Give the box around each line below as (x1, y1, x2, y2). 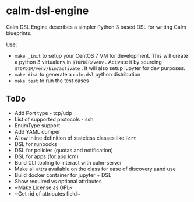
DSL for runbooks (14, 140, 57, 147)
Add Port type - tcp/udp (14, 109, 73, 116)
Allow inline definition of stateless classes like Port (14, 134, 136, 141)
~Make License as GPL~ (14, 184, 73, 191)
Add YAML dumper (14, 128, 61, 135)
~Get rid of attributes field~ (14, 190, 80, 197)
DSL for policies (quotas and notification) (14, 147, 114, 154)
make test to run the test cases (14, 77, 89, 84)
